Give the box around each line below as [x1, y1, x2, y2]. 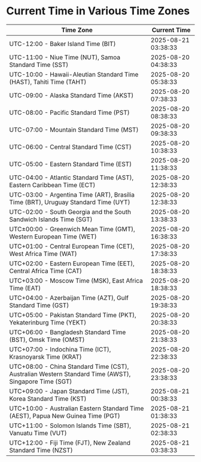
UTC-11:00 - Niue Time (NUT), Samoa [9, 53, 121, 61]
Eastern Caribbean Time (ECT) [9, 180, 96, 189]
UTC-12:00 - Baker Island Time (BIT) [9, 39, 116, 48]
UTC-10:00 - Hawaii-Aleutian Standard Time [9, 70, 139, 78]
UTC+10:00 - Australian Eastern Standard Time [9, 404, 144, 412]
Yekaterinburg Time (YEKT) [9, 318, 87, 326]
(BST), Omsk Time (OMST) [9, 335, 85, 344]
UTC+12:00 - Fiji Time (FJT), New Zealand [9, 438, 130, 446]
